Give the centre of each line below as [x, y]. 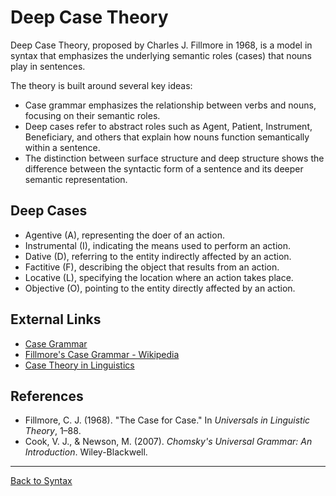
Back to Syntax [41, 481]
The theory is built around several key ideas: [101, 85]
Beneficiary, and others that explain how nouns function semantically [167, 137]
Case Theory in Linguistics [79, 365]
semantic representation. [76, 179]
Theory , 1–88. [53, 431]
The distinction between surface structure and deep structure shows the [174, 158]
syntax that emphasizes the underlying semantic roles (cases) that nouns [161, 55]
